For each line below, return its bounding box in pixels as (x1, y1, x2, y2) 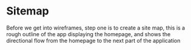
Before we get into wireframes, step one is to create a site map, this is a (6, 24, 186, 31)
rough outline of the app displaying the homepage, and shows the (6, 30, 171, 37)
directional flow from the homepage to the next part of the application (6, 37, 181, 44)
